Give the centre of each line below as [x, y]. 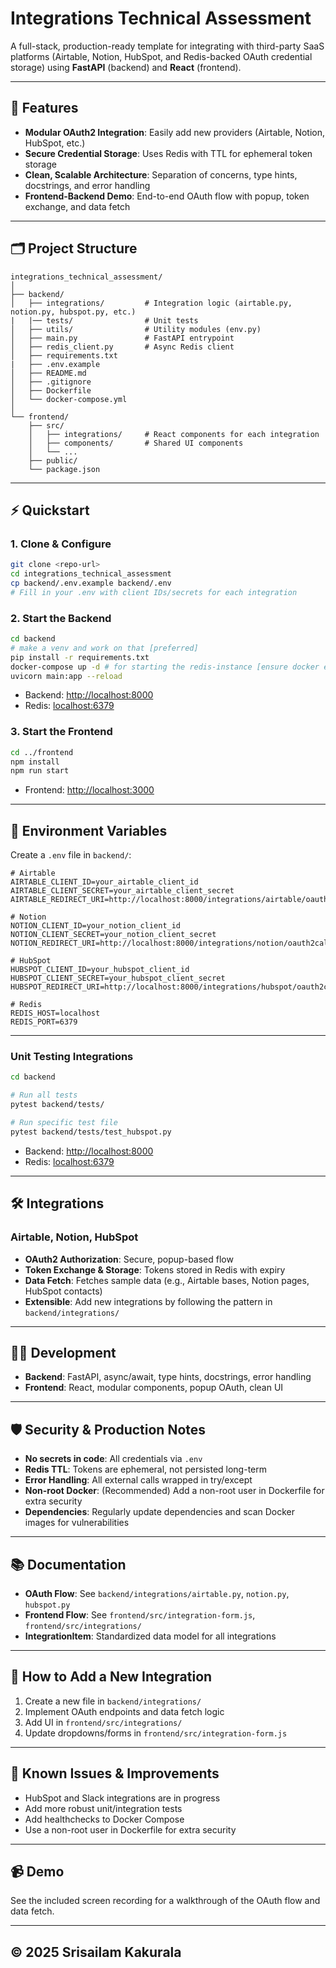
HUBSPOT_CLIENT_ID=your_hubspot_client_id [100, 970]
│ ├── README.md [48, 373]
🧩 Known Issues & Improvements [115, 1773]
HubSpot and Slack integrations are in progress [122, 1798]
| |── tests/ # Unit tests [104, 320]
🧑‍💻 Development [63, 1352]
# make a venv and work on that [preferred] [104, 648]
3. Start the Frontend [61, 732]
